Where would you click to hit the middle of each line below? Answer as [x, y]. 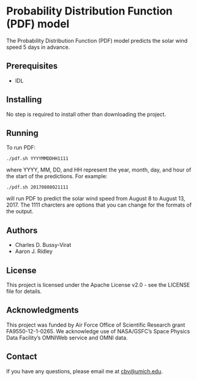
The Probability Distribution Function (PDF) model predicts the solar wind [97, 40]
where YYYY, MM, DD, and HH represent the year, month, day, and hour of [99, 170]
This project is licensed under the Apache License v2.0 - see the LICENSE [98, 285]
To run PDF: [21, 148]
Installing [24, 100]
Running [23, 133]
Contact [22, 357]
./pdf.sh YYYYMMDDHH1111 [37, 159]
